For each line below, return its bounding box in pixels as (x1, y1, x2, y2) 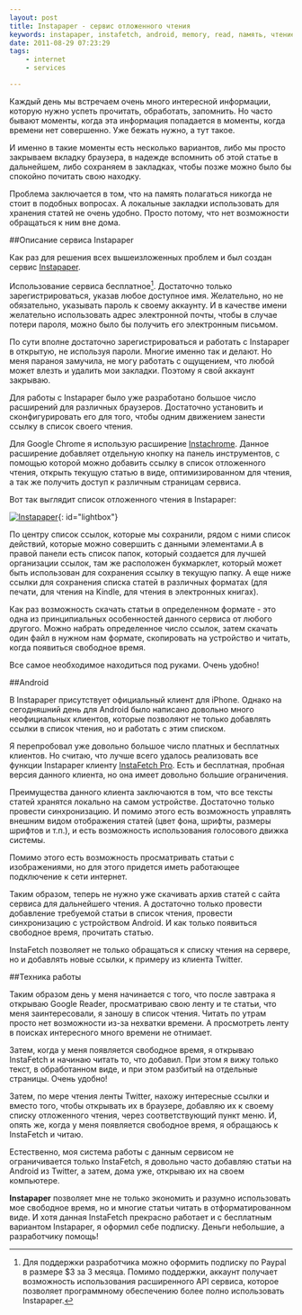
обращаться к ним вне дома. (9, 217, 121, 228)
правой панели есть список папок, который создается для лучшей (9, 548, 267, 558)
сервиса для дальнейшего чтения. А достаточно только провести (9, 898, 262, 909)
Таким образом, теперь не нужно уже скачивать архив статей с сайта (9, 888, 280, 899)
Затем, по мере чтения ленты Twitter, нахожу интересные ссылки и (9, 1091, 270, 1102)
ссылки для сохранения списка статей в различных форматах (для (9, 576, 268, 587)
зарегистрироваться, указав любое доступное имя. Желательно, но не (9, 290, 284, 301)
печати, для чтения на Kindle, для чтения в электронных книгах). (9, 586, 259, 597)
